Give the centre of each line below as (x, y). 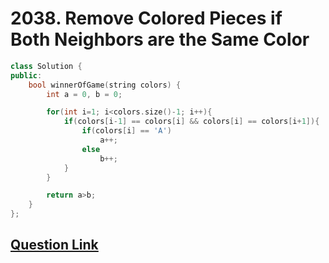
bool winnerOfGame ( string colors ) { (105, 85)
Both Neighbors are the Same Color (160, 39)
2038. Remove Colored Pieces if (146, 18)
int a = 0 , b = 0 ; (84, 94)
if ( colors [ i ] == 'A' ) (126, 131)
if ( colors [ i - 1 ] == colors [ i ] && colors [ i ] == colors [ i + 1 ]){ (191, 122)
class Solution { (46, 66)
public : (26, 75)
